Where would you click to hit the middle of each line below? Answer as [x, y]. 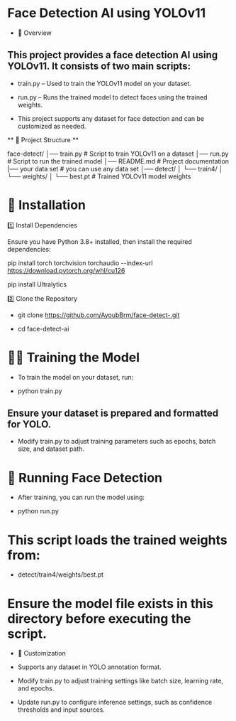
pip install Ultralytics [37, 284]
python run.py [38, 511]
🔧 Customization [41, 653]
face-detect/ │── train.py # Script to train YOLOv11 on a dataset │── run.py [118, 154]
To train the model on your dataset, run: [75, 377]
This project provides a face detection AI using [113, 55]
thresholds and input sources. [61, 710]
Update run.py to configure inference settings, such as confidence [115, 703]
